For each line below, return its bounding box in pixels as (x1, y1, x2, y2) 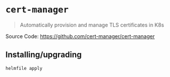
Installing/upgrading (5, 50, 82, 60)
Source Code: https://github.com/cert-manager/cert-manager (5, 32, 155, 39)
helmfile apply (5, 65, 43, 71)
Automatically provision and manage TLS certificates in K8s (19, 21, 165, 28)
